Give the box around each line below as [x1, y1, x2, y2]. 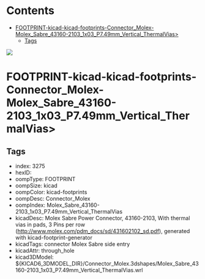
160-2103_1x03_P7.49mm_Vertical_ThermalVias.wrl [15, 266, 143, 273]
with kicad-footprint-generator [15, 234, 93, 241]
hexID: [15, 169, 32, 176]
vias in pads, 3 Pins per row [15, 221, 86, 228]
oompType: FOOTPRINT [15, 175, 76, 182]
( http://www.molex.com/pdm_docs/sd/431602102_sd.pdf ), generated [15, 227, 190, 234]
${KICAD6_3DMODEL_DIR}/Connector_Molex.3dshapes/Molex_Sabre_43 [15, 259, 199, 267]
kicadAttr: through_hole [15, 247, 75, 254]
